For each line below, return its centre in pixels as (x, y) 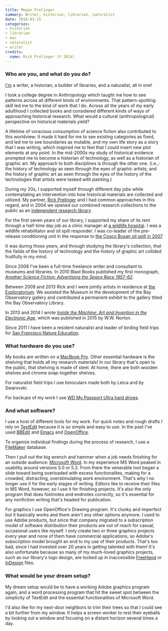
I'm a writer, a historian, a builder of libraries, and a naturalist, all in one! (79, 85)
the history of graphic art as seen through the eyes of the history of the (78, 174)
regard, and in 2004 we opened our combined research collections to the (81, 205)
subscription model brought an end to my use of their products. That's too (81, 542)
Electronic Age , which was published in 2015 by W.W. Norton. (68, 318)
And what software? (30, 410)
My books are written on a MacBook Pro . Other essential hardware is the (80, 357)
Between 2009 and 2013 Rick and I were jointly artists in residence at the (80, 286)
